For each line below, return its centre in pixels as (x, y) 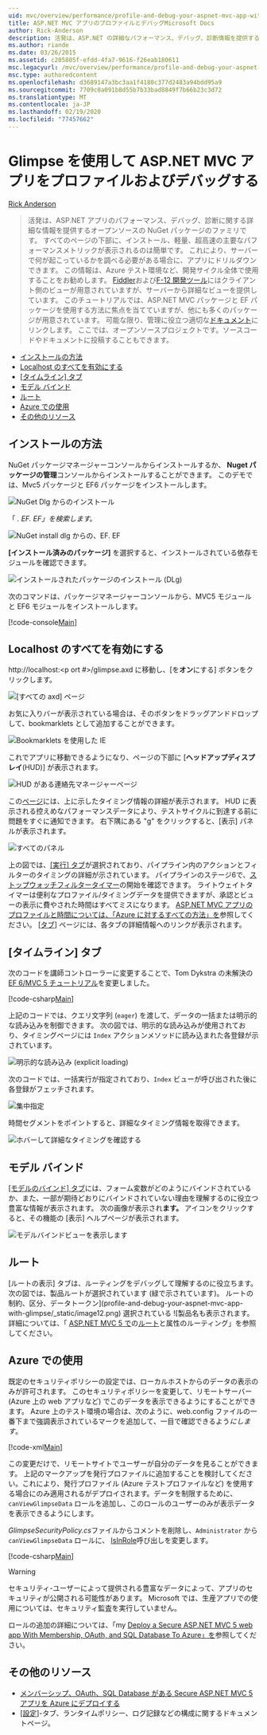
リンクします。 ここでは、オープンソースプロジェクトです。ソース (135, 330)
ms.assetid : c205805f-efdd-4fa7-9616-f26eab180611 (94, 61)
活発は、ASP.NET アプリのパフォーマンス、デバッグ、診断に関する (137, 220)
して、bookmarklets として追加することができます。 (93, 724)
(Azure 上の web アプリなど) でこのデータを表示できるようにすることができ (132, 1401)
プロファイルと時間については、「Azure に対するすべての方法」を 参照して (128, 915)
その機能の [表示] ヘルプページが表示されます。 (106, 1218)
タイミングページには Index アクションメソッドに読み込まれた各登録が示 (140, 1035)
